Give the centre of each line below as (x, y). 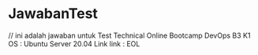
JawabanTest (53, 14)
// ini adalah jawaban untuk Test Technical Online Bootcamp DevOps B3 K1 (129, 35)
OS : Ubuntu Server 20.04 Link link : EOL (74, 43)
